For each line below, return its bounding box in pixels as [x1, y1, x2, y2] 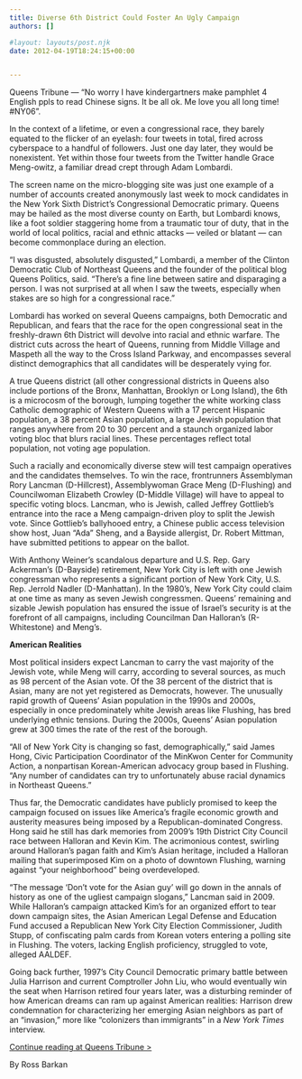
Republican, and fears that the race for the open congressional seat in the [9, 320, 283, 330]
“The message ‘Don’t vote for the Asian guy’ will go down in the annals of [9, 882, 282, 893]
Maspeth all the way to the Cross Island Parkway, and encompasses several [9, 349, 291, 359]
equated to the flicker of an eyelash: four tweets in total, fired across [9, 133, 263, 144]
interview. [9, 1024, 46, 1035]
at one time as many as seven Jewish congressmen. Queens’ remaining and [9, 593, 291, 604]
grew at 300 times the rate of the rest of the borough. [9, 724, 208, 735]
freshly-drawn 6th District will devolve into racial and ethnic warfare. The [9, 330, 280, 340]
